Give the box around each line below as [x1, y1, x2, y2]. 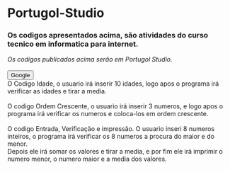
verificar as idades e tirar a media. [7, 87, 107, 96]
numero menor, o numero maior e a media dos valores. [7, 154, 168, 164]
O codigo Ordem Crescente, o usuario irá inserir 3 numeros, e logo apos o [7, 102, 224, 110]
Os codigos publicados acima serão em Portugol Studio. [7, 55, 173, 64]
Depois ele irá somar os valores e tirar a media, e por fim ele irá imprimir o [7, 147, 223, 156]
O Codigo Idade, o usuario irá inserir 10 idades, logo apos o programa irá [7, 79, 219, 88]
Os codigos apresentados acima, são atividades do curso [7, 30, 209, 40]
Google [11, 72, 30, 79]
